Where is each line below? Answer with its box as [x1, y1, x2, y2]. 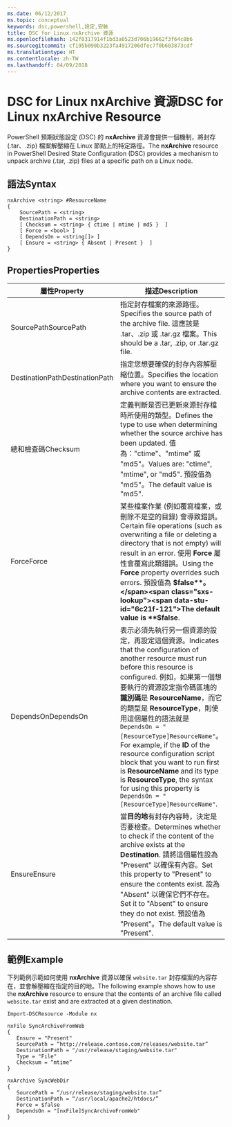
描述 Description [144, 286, 198, 296]
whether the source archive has [119, 428, 223, 438]
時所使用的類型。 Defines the [119, 410, 213, 420]
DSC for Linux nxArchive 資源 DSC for [7, 94, 224, 110]
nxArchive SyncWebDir [7, 1077, 70, 1084]
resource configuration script [119, 749, 215, 759]
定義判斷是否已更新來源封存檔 [119, 400, 217, 410]
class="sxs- [171, 587, 214, 597]
